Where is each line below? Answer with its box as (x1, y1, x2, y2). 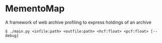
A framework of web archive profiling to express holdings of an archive (5, 19, 151, 25)
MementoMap (5, 3, 65, 14)
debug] (5, 33, 19, 38)
